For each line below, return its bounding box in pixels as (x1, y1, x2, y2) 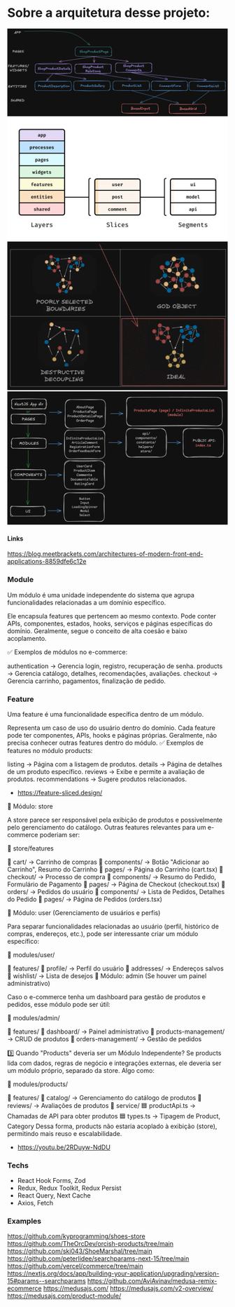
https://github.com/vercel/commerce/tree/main (7, 1262, 143, 1271)
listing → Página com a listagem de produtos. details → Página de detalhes (7, 759, 222, 768)
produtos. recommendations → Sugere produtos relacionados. (7, 775, 187, 783)
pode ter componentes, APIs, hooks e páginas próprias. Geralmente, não (7, 731, 218, 739)
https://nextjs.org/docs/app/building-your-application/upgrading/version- (7, 1269, 220, 1278)
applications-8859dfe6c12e (7, 557, 87, 566)
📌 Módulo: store (7, 801, 54, 811)
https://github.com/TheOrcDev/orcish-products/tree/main (7, 1240, 173, 1248)
